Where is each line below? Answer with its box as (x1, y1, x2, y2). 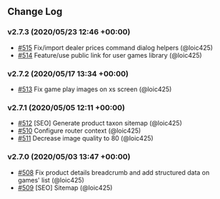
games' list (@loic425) (17, 175, 84, 184)
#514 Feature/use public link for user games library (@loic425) (17, 51, 202, 59)
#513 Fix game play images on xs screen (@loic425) (17, 85, 172, 93)
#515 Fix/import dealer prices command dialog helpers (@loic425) (17, 43, 213, 52)
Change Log (7, 6, 63, 18)
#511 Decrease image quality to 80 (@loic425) (17, 134, 154, 143)
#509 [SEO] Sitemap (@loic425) (17, 183, 113, 192)
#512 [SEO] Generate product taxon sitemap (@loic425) (17, 119, 182, 128)
